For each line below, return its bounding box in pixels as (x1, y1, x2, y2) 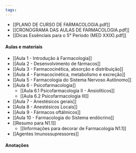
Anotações (5, 142, 29, 148)
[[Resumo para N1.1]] (12, 120, 56, 126)
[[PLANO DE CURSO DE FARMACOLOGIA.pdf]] (12, 21, 110, 27)
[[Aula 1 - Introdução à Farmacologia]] (12, 55, 92, 61)
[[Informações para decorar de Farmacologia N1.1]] (20, 125, 126, 131)
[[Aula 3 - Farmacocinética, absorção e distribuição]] (12, 66, 123, 72)
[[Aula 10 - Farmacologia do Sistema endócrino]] (12, 114, 114, 120)
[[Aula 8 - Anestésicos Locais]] (12, 104, 77, 110)
